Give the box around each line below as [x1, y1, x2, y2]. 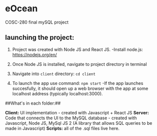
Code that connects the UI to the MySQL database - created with [5, 115, 137, 121]
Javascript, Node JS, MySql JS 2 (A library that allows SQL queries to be [5, 120, 153, 126]
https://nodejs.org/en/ [12, 52, 58, 57]
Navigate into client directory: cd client [12, 71, 96, 77]
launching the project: [5, 33, 75, 42]
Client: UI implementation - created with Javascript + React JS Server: [5, 109, 149, 115]
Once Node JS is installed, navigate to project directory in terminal [12, 61, 147, 67]
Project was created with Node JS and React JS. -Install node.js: [12, 46, 143, 52]
